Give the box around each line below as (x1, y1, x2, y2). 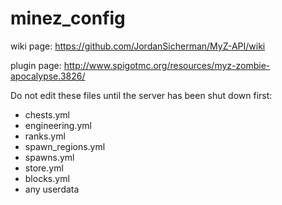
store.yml (24, 162, 64, 174)
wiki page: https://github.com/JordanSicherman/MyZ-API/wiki (10, 40, 266, 52)
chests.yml (24, 108, 71, 121)
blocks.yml (24, 172, 70, 184)
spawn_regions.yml (24, 140, 106, 152)
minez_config (10, 7, 126, 30)
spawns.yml (24, 151, 75, 163)
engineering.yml (24, 119, 93, 131)
